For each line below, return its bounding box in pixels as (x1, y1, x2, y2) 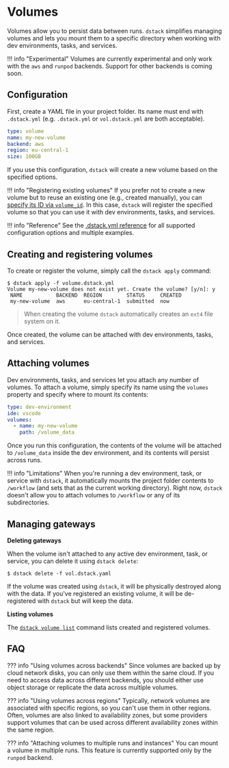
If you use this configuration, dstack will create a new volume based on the (7, 166, 218, 174)
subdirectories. (7, 498, 50, 507)
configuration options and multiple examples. (7, 229, 135, 237)
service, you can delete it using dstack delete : (7, 556, 139, 565)
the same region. (7, 726, 55, 734)
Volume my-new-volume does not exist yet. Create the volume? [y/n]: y (7, 286, 215, 293)
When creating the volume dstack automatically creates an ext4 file (23, 310, 213, 318)
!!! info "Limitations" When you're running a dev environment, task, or (7, 469, 202, 478)
